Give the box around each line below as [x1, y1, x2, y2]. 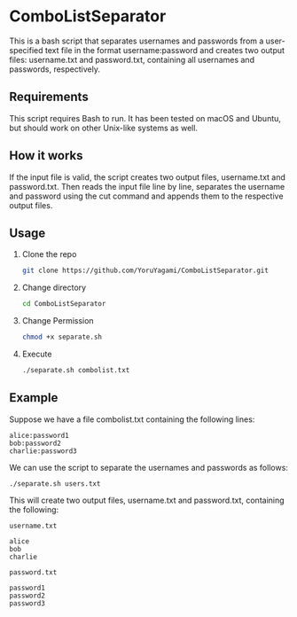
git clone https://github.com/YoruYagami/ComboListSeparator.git [21, 266, 269, 276]
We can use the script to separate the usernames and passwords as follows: [9, 462, 288, 473]
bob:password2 [9, 439, 62, 448]
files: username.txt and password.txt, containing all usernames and [9, 54, 255, 65]
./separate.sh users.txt [9, 479, 101, 488]
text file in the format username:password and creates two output [44, 44, 285, 55]
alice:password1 [9, 431, 69, 440]
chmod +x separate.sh [21, 332, 102, 342]
